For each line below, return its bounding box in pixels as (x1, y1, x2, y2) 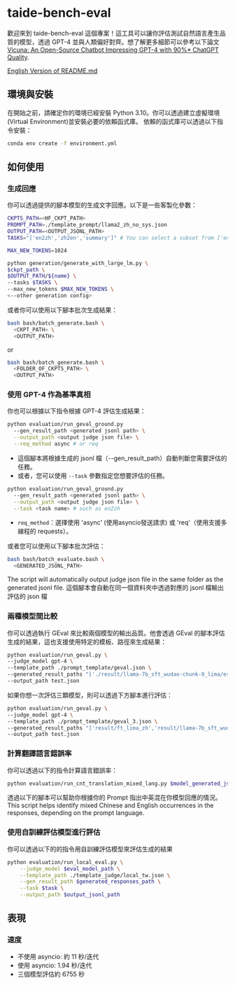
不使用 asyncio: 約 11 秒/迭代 (17, 952, 99, 961)
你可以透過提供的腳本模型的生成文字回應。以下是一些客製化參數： (7, 201, 197, 209)
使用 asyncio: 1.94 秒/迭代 (17, 961, 92, 970)
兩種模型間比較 (7, 611, 58, 621)
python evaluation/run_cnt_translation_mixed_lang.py (7, 780, 168, 787)
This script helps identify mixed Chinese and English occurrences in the (7, 801, 214, 809)
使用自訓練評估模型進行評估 (7, 828, 101, 837)
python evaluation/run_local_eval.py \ (7, 858, 124, 865)
